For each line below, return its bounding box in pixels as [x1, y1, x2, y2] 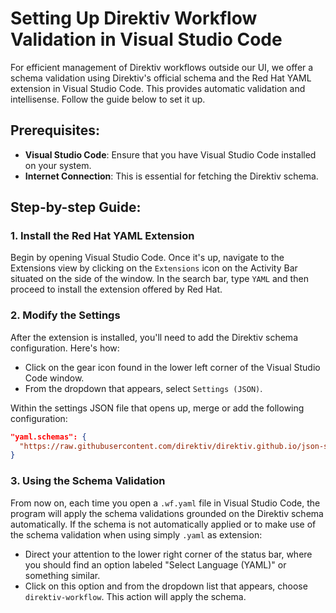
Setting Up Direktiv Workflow [10, 7, 258, 30]
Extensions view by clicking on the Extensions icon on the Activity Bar [10, 262, 298, 274]
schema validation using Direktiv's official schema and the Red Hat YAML [10, 72, 312, 84]
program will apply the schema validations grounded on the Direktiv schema [10, 507, 324, 519]
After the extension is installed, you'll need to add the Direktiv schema [10, 331, 298, 343]
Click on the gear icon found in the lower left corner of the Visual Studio [24, 361, 321, 373]
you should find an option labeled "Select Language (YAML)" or [24, 558, 287, 571]
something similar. [24, 569, 101, 581]
